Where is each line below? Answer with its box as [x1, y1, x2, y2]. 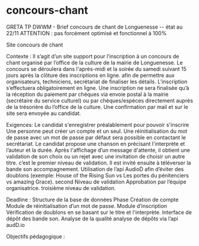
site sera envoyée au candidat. [6, 110, 81, 117]
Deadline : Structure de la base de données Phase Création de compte [6, 196, 179, 203]
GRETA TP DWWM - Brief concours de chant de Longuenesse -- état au [6, 23, 183, 30]
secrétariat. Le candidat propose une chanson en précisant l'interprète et [6, 140, 185, 147]
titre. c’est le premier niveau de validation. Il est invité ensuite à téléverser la [6, 159, 191, 166]
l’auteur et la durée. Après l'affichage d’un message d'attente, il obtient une [6, 147, 190, 154]
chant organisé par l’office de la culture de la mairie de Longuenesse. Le [6, 59, 183, 66]
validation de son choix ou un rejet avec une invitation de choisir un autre [6, 152, 185, 160]
